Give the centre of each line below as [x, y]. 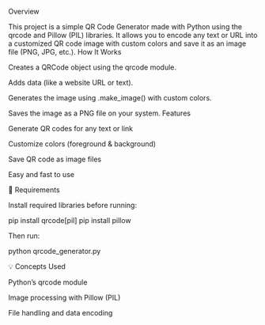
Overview [24, 11]
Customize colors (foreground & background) [82, 144]
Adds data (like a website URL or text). [71, 83]
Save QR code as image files [55, 159]
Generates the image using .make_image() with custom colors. [110, 98]
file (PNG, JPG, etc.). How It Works [65, 52]
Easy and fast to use [42, 174]
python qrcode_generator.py [55, 251]
